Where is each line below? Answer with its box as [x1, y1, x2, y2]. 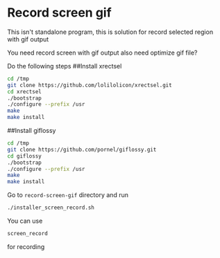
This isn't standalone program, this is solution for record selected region [7, 28, 214, 36]
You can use [7, 216, 43, 225]
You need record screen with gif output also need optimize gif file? [7, 48, 198, 57]
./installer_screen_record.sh [7, 204, 95, 212]
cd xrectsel [7, 88, 42, 95]
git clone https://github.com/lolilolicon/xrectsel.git [7, 82, 172, 89]
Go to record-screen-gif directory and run [7, 191, 128, 199]
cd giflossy [7, 152, 42, 160]
